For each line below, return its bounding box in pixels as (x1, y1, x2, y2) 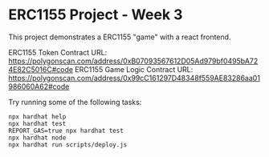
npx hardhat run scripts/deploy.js (8, 140, 128, 149)
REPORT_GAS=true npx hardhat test (8, 127, 124, 135)
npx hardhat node (8, 134, 67, 142)
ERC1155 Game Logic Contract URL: (75, 64, 194, 74)
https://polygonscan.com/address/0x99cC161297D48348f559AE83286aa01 (8, 73, 261, 83)
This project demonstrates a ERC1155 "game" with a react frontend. (8, 32, 231, 42)
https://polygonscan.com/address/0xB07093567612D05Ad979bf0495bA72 (8, 56, 259, 66)
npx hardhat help (8, 112, 67, 121)
